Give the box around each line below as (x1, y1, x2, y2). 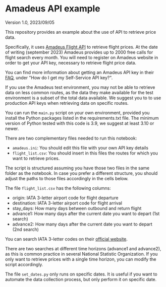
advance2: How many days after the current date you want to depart (12, 221, 153, 227)
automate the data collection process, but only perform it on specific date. (5, 276, 157, 282)
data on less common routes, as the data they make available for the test (5, 89, 154, 95)
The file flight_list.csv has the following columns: (5, 185, 111, 191)
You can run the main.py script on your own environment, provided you (5, 110, 150, 116)
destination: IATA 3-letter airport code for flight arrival (12, 200, 122, 206)
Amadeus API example (5, 3, 101, 14)
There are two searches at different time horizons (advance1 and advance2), (5, 245, 162, 251)
